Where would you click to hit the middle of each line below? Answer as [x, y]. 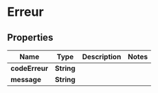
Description [102, 57]
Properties [30, 38]
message [26, 80]
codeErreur [30, 68]
